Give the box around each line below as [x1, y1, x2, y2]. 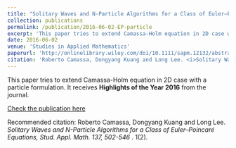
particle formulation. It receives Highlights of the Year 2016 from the [7, 82, 206, 92]
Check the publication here [7, 104, 86, 113]
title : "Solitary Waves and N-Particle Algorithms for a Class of [7, 10, 206, 18]
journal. [7, 90, 29, 99]
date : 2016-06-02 [7, 37, 58, 44]
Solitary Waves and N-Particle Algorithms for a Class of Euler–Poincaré [7, 125, 215, 134]
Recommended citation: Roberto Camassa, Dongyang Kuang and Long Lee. [7, 118, 226, 126]
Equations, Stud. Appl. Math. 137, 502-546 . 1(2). [7, 132, 148, 141]
